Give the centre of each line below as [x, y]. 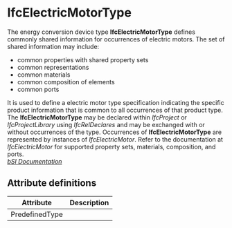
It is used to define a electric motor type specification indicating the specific [116, 102]
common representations [53, 67]
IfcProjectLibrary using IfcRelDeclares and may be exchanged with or [106, 124]
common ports [38, 89]
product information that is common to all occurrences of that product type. [115, 110]
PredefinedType [37, 214]
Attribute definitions [52, 183]
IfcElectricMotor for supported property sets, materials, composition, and [111, 146]
